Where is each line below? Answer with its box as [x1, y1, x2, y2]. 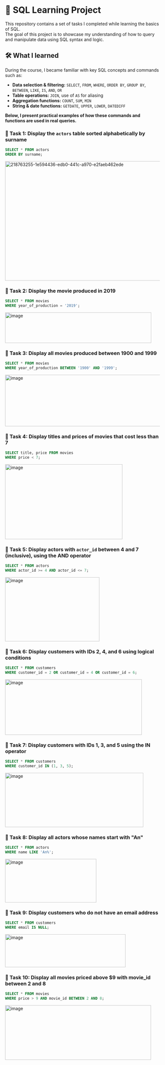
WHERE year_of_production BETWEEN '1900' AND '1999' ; [5, 365, 118, 371]
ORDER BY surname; [5, 152, 43, 157]
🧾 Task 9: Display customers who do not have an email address [5, 909, 159, 916]
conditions [5, 654, 31, 661]
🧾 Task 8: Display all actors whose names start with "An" [5, 834, 143, 841]
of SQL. [5, 26, 21, 32]
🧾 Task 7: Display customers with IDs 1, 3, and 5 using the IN [5, 742, 151, 749]
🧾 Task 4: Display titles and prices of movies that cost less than [5, 433, 159, 440]
